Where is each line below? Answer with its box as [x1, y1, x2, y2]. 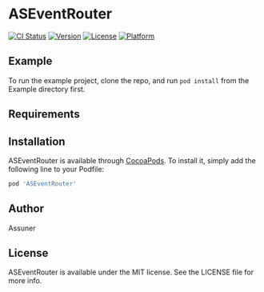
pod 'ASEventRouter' [8, 179, 78, 188]
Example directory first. [8, 84, 86, 94]
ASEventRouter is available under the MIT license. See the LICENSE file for [8, 267, 254, 277]
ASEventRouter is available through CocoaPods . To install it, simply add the [8, 155, 256, 165]
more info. [8, 276, 42, 286]
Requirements [8, 107, 80, 121]
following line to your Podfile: [8, 164, 105, 174]
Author [8, 202, 44, 216]
